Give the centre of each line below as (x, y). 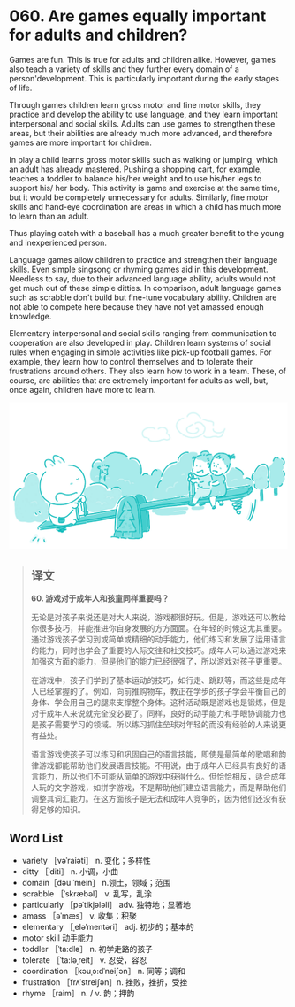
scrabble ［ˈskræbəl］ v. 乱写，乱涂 (87, 894)
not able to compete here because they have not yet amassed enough (136, 306)
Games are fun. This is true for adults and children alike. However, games (143, 59)
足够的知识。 (62, 810)
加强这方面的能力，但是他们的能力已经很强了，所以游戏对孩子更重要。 (159, 662)
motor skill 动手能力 (57, 938)
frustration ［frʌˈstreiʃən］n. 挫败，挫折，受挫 (105, 982)
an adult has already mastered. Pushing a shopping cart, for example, (136, 169)
